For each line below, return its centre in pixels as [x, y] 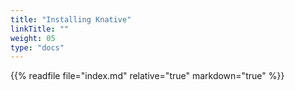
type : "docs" [37, 47]
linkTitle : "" [40, 29]
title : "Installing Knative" [71, 19]
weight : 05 [33, 38]
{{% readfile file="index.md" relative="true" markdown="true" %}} [147, 76]
